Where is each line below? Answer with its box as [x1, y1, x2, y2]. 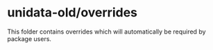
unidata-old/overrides [7, 5, 137, 21]
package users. [7, 34, 52, 42]
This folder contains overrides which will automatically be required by [7, 27, 206, 36]
